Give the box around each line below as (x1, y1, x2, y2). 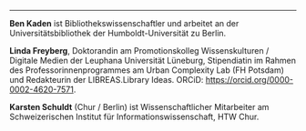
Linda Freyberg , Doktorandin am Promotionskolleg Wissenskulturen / (9, 45, 270, 55)
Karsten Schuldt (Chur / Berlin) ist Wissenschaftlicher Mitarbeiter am (9, 102, 270, 112)
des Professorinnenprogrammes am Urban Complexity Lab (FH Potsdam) (9, 65, 285, 76)
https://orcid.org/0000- (205, 75, 294, 85)
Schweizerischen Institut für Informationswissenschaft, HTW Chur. (9, 111, 260, 122)
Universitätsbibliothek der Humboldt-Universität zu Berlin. (9, 28, 227, 38)
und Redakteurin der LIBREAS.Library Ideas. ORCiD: (9, 75, 204, 85)
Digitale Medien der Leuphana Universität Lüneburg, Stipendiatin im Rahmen (9, 55, 297, 65)
